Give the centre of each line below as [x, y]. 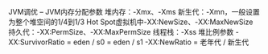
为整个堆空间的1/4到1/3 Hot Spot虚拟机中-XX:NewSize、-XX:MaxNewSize [131, 22]
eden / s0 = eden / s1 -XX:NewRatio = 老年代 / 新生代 [161, 42]
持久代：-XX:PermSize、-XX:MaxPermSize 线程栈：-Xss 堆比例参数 [121, 32]
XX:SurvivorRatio [37, 42]
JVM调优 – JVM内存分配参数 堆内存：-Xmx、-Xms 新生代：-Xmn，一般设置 [134, 12]
